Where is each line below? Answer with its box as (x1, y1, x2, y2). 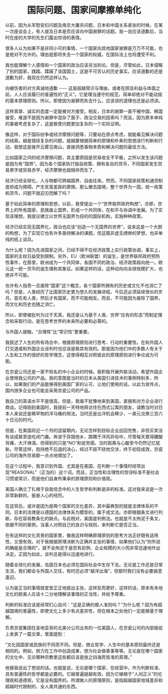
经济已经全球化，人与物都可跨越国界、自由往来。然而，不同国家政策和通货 (5, 177, 158, 183)
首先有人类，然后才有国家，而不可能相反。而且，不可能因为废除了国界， (13, 295, 163, 301)
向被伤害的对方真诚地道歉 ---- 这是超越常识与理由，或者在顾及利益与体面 (5, 85, 156, 91)
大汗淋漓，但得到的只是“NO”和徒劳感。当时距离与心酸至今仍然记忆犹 (18, 440, 160, 446)
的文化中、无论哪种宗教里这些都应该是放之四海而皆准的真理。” (5, 654, 132, 660)
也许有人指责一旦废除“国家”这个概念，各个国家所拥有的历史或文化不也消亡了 (5, 282, 162, 288)
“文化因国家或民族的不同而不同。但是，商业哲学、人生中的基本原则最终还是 (5, 642, 161, 648)
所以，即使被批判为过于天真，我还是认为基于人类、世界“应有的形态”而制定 (5, 312, 158, 318)
